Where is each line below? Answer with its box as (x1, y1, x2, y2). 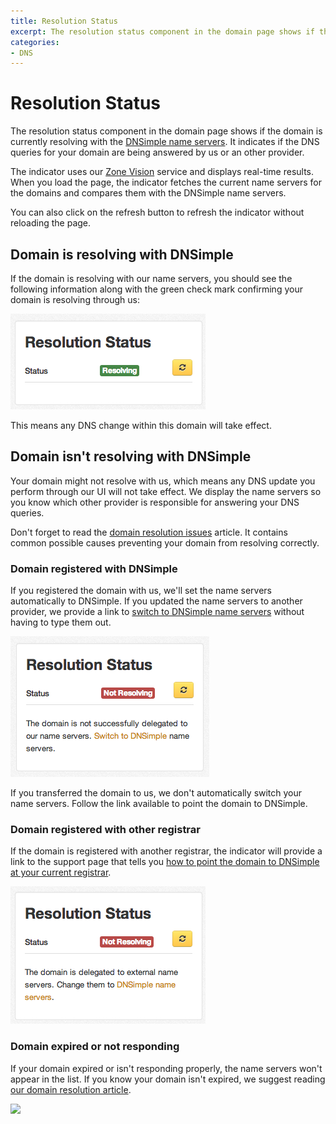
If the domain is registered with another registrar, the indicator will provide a (10, 845, 323, 857)
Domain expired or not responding (10, 1040, 180, 1054)
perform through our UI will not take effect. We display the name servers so (10, 485, 322, 497)
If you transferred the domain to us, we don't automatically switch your (10, 787, 303, 799)
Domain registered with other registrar (10, 823, 201, 837)
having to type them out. (10, 616, 112, 629)
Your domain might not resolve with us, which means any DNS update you (10, 475, 316, 487)
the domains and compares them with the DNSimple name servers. (10, 187, 287, 199)
